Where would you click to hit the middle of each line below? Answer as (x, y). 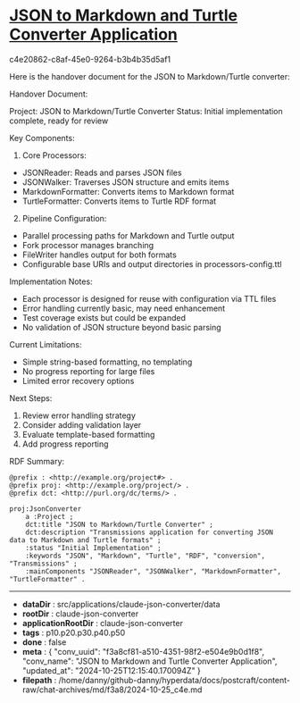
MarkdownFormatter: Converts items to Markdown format (128, 191)
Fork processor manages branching (88, 245)
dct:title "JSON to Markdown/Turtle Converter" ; (120, 524)
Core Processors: (54, 155)
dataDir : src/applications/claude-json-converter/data (121, 604)
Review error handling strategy (79, 415)
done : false (44, 642)
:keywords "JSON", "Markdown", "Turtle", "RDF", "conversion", (146, 556)
